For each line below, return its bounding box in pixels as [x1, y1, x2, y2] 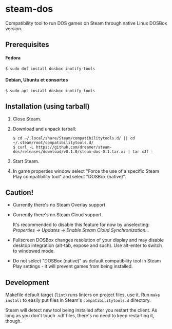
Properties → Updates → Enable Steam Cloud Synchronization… [12, 227, 150, 233]
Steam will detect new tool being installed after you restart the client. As [5, 307, 158, 313]
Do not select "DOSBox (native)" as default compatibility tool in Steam [12, 258, 161, 264]
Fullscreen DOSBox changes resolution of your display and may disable [12, 237, 164, 243]
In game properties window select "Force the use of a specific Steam [12, 168, 159, 174]
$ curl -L [12, 145, 34, 150]
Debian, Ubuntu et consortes [5, 77, 68, 83]
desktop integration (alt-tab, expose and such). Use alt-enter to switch [12, 242, 162, 249]
